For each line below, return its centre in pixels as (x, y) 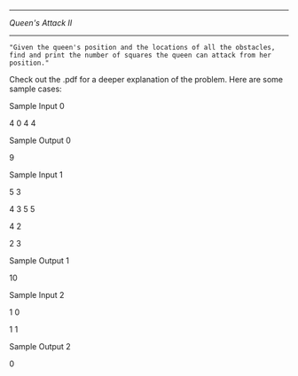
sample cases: (35, 89)
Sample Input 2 (37, 295)
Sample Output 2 (40, 346)
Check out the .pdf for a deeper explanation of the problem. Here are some (146, 79)
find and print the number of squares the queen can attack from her (141, 55)
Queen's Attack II (41, 23)
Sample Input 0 (37, 106)
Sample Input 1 (36, 175)
